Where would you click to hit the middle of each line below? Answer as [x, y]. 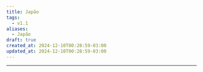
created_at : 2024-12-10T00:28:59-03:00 [56, 46]
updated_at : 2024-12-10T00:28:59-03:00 [56, 51]
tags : [13, 18]
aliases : [17, 29]
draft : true [21, 40]
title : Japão [23, 12]
